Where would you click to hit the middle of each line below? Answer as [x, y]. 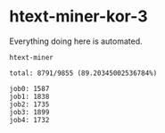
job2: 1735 [29, 104]
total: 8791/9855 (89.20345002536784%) [83, 73]
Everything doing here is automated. [76, 41]
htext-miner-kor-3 [78, 17]
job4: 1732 [29, 120]
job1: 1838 [29, 96]
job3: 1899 [29, 112]
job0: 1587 [29, 88]
